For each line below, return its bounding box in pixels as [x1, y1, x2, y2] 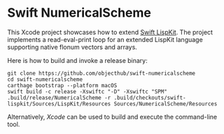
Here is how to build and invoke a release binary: [7, 56, 148, 64]
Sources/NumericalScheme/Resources [113, 100, 218, 107]
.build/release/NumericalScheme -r [7, 94, 111, 101]
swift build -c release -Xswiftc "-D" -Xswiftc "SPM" [7, 88, 168, 95]
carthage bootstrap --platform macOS [7, 82, 118, 89]
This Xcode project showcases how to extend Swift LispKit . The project [7, 28, 213, 36]
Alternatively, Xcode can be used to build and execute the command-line [7, 112, 218, 121]
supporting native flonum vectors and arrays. [7, 43, 138, 51]
